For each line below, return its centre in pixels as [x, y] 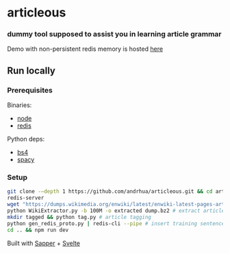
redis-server [26, 198]
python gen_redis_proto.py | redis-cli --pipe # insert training [102, 223]
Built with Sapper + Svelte [44, 243]
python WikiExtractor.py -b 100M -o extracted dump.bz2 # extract [104, 211]
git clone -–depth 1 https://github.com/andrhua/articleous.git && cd [110, 192]
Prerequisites [30, 90]
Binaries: [20, 105]
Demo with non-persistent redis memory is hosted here [85, 49]
